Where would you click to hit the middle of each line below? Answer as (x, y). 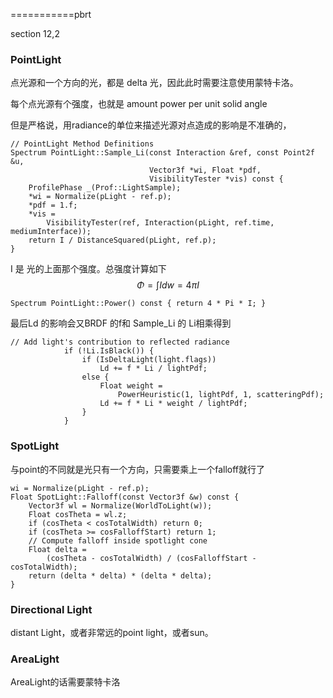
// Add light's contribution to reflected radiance (120, 342)
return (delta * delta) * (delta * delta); (120, 575)
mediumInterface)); (51, 232)
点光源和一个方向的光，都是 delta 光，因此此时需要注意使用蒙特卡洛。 (154, 83)
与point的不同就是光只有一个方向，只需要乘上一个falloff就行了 (138, 469)
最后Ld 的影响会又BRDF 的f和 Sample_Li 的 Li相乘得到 (121, 323)
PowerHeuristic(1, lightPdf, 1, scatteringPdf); (221, 395)
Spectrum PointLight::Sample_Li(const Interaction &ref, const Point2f (162, 153)
